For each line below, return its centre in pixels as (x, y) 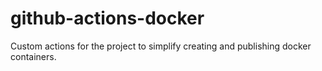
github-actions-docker (107, 18)
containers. (33, 56)
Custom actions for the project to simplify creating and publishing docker (161, 46)
